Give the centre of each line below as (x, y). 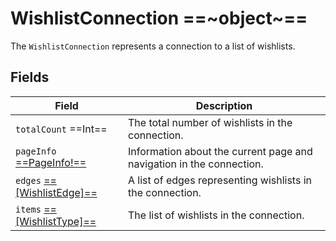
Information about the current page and (220, 151)
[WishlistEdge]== (56, 192)
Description (224, 105)
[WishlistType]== (56, 221)
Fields (30, 77)
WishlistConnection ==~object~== (159, 18)
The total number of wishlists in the (210, 122)
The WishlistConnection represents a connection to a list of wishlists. (153, 46)
